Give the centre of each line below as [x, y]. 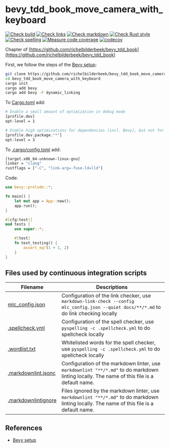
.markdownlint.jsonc [32, 373]
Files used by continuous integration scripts [76, 273]
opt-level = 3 [20, 140]
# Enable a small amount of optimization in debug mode [65, 112]
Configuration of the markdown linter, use [111, 364]
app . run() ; [26, 206]
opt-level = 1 [20, 121]
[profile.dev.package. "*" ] [34, 135]
